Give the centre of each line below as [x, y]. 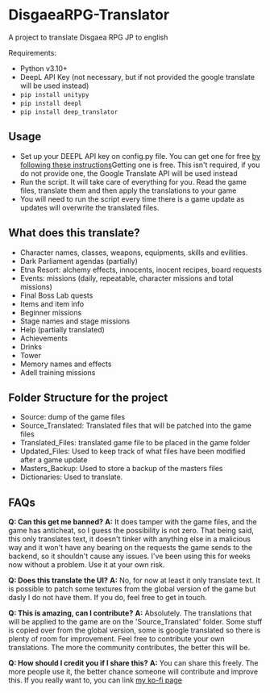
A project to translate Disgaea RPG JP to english [88, 37]
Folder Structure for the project [88, 397]
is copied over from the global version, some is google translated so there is [135, 630]
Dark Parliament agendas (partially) [79, 261]
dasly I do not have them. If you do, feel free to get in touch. [108, 598]
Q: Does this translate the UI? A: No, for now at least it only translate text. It [134, 580]
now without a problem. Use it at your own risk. [87, 565]
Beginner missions [51, 312]
